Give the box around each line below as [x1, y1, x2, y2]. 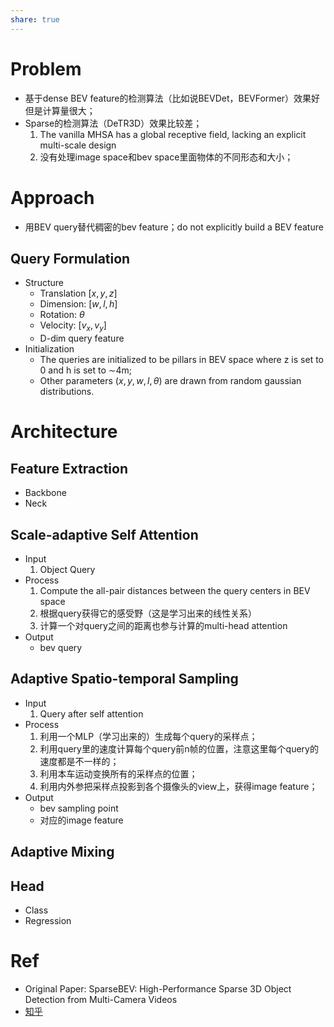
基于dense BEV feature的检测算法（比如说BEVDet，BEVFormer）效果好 [24, 92, 321, 104]
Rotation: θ [39, 309, 85, 321]
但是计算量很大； [24, 104, 96, 116]
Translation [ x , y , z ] [39, 287, 118, 300]
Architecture [10, 421, 118, 443]
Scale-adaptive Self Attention [10, 526, 199, 543]
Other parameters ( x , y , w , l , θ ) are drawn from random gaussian [39, 375, 302, 387]
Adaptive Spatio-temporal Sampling [10, 671, 239, 688]
